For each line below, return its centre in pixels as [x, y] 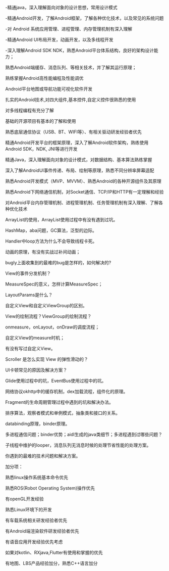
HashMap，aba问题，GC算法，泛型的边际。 [51, 230]
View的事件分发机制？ [28, 273]
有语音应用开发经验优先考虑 [34, 542]
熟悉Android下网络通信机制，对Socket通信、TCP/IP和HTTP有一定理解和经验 [84, 192]
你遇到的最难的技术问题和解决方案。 [43, 456]
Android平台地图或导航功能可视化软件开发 [49, 89]
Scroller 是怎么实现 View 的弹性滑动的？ [47, 359]
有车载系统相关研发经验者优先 [36, 520]
